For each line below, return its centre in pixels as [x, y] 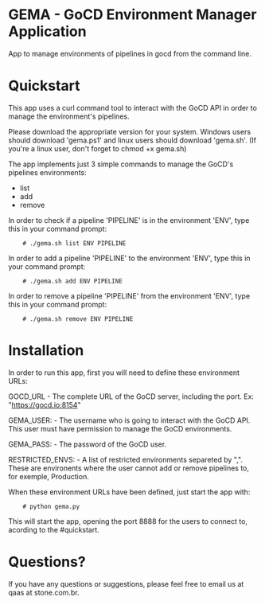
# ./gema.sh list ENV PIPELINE [74, 243]
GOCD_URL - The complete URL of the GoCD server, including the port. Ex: [131, 396]
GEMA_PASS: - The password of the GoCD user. [88, 444]
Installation [46, 351]
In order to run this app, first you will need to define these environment [124, 373]
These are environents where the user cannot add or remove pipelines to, [129, 468]
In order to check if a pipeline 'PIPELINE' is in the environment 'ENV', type [129, 220]
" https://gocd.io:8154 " [45, 404]
